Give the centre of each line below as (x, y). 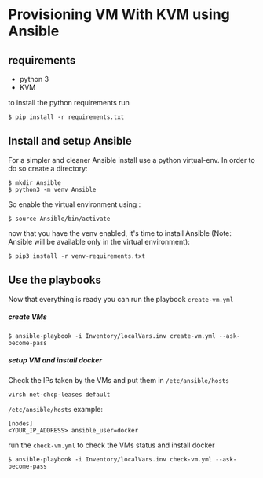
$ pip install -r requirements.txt (66, 117)
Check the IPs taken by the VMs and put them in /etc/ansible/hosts (119, 380)
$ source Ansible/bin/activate (59, 219)
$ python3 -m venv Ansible (52, 189)
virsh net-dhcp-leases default (59, 395)
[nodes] (21, 423)
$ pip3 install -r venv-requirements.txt (77, 256)
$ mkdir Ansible (35, 182)
